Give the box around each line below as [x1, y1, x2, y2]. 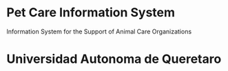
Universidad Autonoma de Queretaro [6, 51, 222, 67]
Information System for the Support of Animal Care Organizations [6, 27, 192, 35]
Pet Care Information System [6, 5, 176, 20]
